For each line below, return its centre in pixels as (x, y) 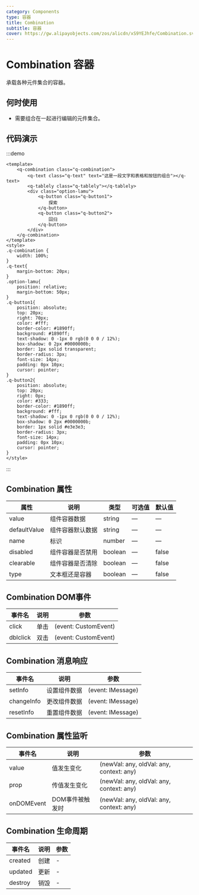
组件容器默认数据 (74, 530)
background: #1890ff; (43, 333)
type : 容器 (19, 17)
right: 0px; (31, 396)
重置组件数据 (64, 713)
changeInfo (25, 701)
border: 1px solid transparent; (57, 349)
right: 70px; (33, 318)
